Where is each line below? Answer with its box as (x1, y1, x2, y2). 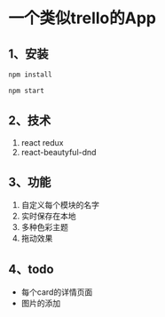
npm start (8, 86, 45, 95)
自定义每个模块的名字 (20, 200, 99, 210)
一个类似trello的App (8, 8, 157, 28)
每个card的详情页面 (20, 287, 93, 297)
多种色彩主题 (20, 222, 68, 233)
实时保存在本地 (20, 210, 76, 222)
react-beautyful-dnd (20, 147, 97, 157)
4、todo (8, 261, 54, 276)
